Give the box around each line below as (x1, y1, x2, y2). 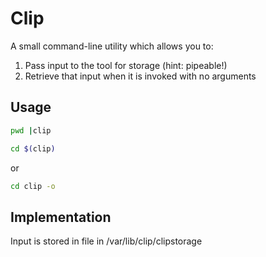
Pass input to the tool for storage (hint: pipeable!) (24, 59, 228, 71)
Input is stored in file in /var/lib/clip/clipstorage (10, 235, 203, 247)
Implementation (10, 208, 112, 226)
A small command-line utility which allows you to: (10, 40, 214, 52)
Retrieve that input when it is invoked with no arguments (24, 70, 257, 82)
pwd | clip (10, 125, 52, 136)
